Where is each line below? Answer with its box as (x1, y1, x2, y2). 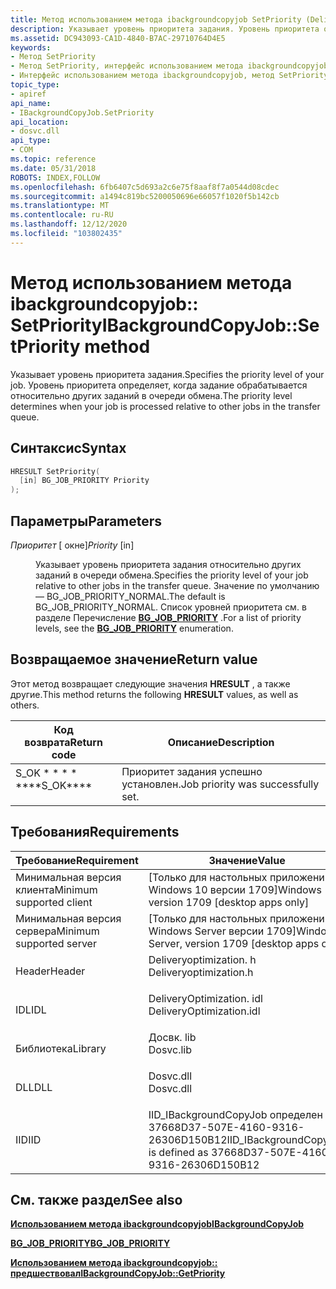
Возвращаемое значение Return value (10, 651, 258, 668)
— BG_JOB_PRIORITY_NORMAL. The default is (35, 590, 226, 602)
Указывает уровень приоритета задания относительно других (35, 558, 302, 570)
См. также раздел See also (10, 1191, 183, 1208)
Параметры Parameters (10, 512, 163, 530)
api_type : (10, 136, 52, 146)
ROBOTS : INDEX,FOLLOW (10, 172, 101, 183)
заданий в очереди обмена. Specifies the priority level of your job (35, 569, 309, 581)
